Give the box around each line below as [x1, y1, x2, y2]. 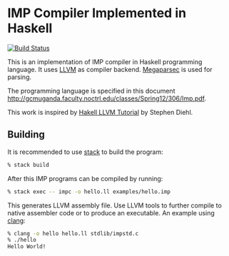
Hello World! [7, 243, 46, 250]
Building [7, 128, 45, 140]
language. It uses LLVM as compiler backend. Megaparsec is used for [7, 65, 213, 73]
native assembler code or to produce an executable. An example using [7, 208, 215, 217]
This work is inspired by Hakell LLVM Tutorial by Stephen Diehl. [7, 108, 193, 116]
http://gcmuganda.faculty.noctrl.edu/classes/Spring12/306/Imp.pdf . [7, 94, 207, 103]
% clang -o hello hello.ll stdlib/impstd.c [7, 230, 139, 237]
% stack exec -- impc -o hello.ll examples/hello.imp [7, 188, 171, 195]
